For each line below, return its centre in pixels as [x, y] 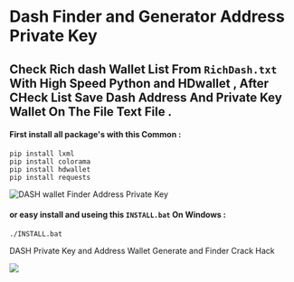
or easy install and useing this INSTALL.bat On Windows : [118, 215]
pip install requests [50, 177]
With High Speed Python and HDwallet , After [139, 83]
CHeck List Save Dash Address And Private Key [146, 97]
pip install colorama [50, 161]
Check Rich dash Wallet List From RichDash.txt [143, 69]
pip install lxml [42, 154]
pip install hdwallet [50, 169]
